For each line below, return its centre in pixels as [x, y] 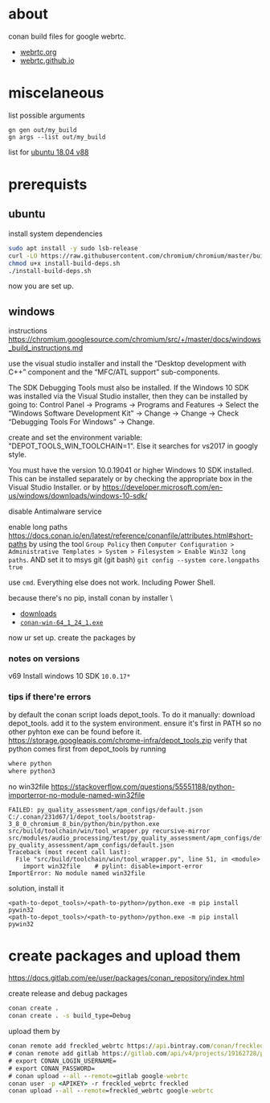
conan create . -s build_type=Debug [70, 1016]
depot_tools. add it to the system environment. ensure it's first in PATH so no [135, 723]
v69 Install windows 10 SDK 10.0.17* [70, 676]
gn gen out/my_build [43, 130]
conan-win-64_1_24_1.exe [61, 623]
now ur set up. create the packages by [72, 638]
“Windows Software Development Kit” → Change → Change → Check [124, 413]
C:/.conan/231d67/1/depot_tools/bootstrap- [82, 817]
